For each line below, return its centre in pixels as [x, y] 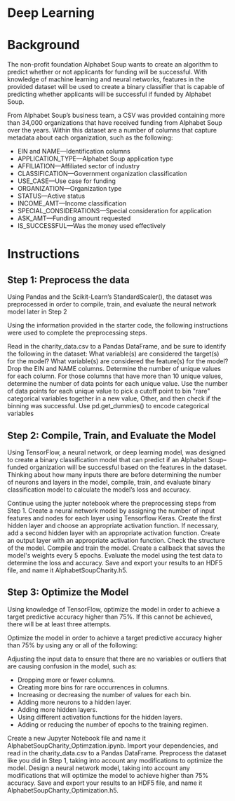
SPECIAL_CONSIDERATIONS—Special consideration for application [114, 211]
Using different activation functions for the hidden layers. [100, 717]
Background [43, 45]
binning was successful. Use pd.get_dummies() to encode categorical [108, 406]
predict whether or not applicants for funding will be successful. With [107, 72]
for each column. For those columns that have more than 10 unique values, [115, 376]
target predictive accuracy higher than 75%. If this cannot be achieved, [110, 617]
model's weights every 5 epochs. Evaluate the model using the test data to [115, 555]
